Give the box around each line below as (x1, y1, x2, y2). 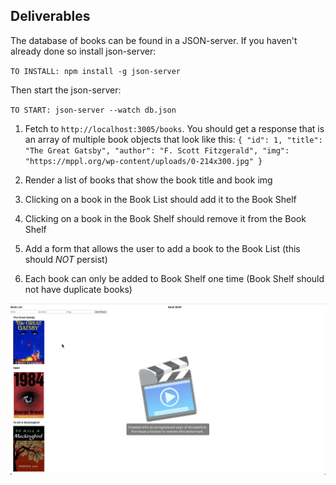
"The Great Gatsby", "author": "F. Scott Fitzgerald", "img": (24, 145, 290, 156)
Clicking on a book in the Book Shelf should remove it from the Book (24, 212, 307, 224)
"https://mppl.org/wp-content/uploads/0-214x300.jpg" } (24, 156, 263, 166)
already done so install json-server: (10, 45, 157, 57)
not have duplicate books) (24, 283, 133, 295)
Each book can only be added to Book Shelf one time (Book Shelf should (24, 272, 325, 284)
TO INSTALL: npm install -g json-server (10, 66, 182, 76)
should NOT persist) (24, 253, 108, 265)
